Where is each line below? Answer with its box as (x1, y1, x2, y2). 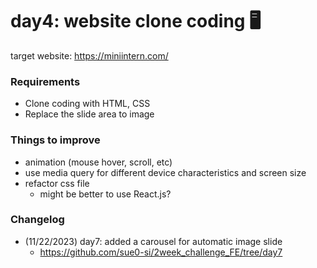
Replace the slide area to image (24, 108, 155, 120)
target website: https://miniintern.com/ (10, 49, 169, 62)
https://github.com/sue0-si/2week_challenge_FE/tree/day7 (39, 246, 283, 258)
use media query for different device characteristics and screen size (24, 166, 307, 178)
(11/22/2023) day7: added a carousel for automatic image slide (24, 235, 283, 247)
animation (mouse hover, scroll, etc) (24, 156, 173, 168)
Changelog (10, 213, 65, 227)
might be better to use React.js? (39, 188, 172, 200)
